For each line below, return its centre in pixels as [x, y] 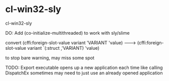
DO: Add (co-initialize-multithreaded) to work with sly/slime [67, 33]
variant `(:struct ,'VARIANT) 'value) [63, 48]
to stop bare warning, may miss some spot [50, 58]
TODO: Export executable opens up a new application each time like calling [84, 67]
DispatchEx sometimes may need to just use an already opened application [84, 73]
